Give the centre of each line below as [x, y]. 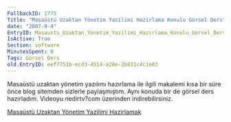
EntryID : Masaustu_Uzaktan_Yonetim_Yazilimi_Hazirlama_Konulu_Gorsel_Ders [117, 33]
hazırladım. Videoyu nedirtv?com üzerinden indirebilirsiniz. [90, 98]
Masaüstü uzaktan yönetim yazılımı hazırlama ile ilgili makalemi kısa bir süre [114, 84]
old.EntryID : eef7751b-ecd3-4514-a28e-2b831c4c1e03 [82, 64]
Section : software [33, 45]
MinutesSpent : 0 [30, 52]
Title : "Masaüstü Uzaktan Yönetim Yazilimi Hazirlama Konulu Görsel [107, 20]
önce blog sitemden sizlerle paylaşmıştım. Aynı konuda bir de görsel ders [111, 91]
